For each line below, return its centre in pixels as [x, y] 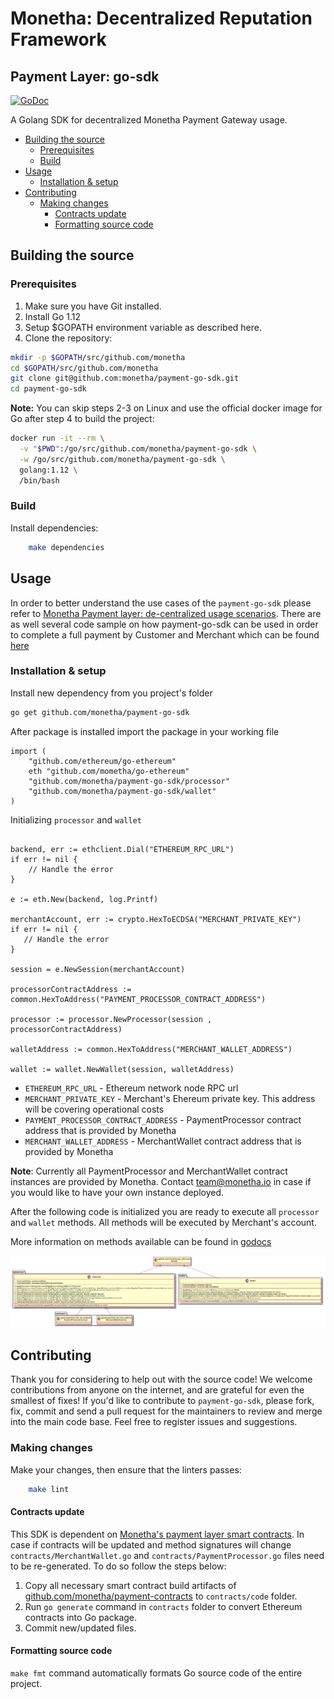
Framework [58, 39]
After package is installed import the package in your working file [145, 731]
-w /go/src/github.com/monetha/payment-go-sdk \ [122, 459]
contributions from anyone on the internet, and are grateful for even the [157, 1390]
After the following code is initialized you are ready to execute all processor [165, 1211]
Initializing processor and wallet [76, 819]
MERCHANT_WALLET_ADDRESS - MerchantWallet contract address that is [163, 1141]
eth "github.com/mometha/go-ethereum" [109, 771]
